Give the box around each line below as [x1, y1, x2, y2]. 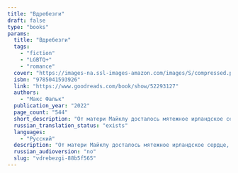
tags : [13, 43, 30, 50]
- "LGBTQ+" [20, 56, 52, 64]
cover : [13, 69, 33, 76]
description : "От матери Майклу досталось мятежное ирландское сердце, [13, 142, 230, 149]
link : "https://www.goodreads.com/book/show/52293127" [13, 83, 179, 90]
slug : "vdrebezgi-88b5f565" [13, 155, 97, 162]
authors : [13, 89, 40, 96]
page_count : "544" [13, 109, 69, 116]
